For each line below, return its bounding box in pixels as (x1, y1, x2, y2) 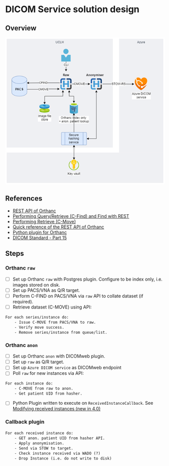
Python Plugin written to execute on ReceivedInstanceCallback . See (12, 400, 153, 406)
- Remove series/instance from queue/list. (14, 330, 108, 335)
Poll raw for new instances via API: (12, 370, 84, 376)
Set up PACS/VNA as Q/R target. (12, 287, 80, 293)
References (5, 194, 43, 203)
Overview (5, 24, 37, 32)
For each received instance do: (5, 431, 73, 436)
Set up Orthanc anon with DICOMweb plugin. (12, 353, 105, 359)
